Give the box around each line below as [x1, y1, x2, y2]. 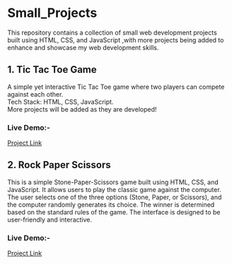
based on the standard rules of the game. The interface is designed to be [7, 208, 221, 216]
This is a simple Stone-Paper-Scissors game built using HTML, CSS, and [7, 178, 219, 186]
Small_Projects [7, 5, 98, 21]
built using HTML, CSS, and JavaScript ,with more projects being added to [7, 35, 224, 44]
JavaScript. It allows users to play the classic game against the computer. [7, 185, 221, 193]
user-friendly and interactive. [7, 215, 93, 224]
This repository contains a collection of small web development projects [7, 28, 217, 37]
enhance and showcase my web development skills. [7, 43, 159, 52]
